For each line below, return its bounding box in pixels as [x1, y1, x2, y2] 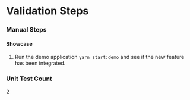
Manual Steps [6, 26, 47, 34]
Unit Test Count [6, 74, 52, 83]
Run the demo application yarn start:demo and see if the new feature [14, 54, 185, 61]
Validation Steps [6, 4, 89, 18]
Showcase [6, 40, 33, 47]
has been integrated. [14, 60, 66, 67]
